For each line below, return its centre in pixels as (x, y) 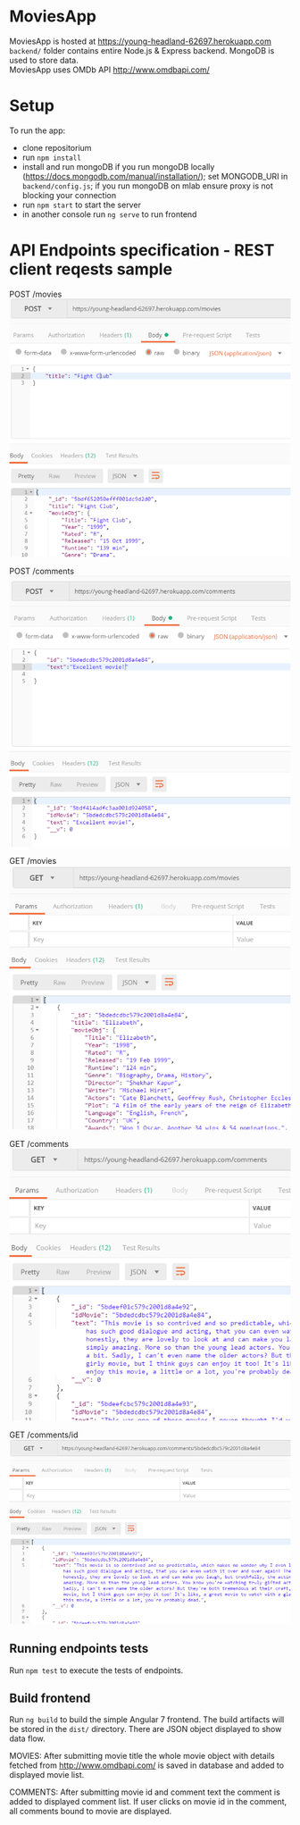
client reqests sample (91, 269)
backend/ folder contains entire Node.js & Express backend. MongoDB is (142, 50)
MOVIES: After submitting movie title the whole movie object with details (142, 1756)
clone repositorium (57, 147)
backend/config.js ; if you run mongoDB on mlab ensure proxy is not (148, 186)
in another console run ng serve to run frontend (109, 214)
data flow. (28, 1738)
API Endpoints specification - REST (142, 251)
